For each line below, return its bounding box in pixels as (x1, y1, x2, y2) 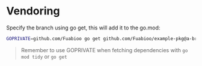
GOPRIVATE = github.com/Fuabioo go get (6, 35, 101, 41)
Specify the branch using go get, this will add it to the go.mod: (6, 24, 161, 31)
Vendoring (6, 4, 60, 18)
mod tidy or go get (20, 53, 67, 60)
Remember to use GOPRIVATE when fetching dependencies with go (20, 46, 188, 53)
